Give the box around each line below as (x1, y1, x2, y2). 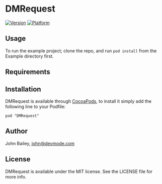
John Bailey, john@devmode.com (5, 140, 75, 146)
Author (5, 127, 28, 136)
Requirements (5, 68, 50, 76)
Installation (5, 85, 41, 93)
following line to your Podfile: (5, 103, 66, 109)
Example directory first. (5, 53, 54, 59)
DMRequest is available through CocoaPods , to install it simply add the (5, 98, 152, 104)
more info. (5, 173, 27, 179)
